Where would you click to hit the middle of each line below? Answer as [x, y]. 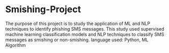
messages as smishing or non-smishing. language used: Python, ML [77, 40]
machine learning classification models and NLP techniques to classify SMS [85, 34]
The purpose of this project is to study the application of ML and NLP [78, 23]
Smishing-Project [43, 9]
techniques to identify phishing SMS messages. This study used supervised [85, 29]
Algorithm [16, 45]
